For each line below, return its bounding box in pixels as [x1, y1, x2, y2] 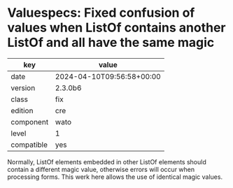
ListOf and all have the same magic [7, 35, 215, 50]
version [10, 82, 36, 92]
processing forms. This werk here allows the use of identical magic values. [7, 173, 223, 181]
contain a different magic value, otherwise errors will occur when [7, 165, 195, 173]
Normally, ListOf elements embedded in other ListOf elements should [7, 157, 206, 166]
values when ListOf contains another [7, 20, 226, 36]
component [10, 117, 49, 126]
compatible [10, 140, 48, 150]
